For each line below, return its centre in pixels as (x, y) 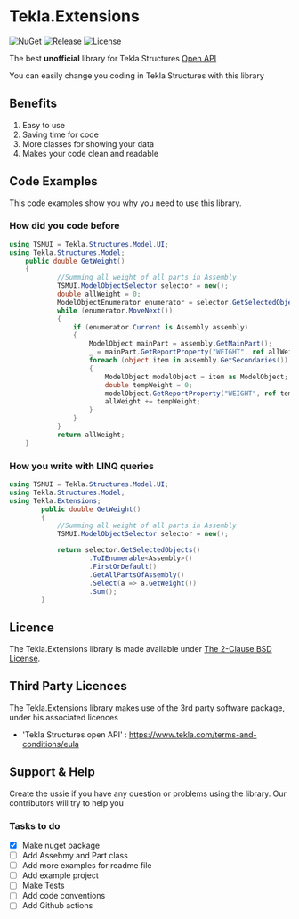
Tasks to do (35, 825)
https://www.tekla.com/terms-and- (193, 734)
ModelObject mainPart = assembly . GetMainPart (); (181, 344)
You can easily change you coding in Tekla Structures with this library (137, 75)
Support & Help (53, 772)
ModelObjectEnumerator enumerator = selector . (145, 302)
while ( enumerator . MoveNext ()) (115, 310)
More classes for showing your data (88, 143)
